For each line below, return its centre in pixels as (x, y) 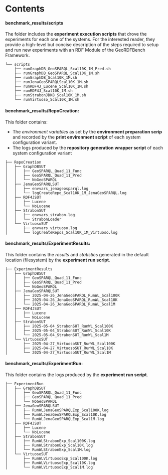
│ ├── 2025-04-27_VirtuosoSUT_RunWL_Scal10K (59, 348)
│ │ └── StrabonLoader (33, 219)
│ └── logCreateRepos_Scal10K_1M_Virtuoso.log (61, 232)
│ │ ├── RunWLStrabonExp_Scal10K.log (49, 445)
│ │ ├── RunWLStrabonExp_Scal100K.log (50, 441)
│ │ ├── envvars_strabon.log (40, 215)
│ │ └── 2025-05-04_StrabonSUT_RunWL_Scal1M (57, 335)
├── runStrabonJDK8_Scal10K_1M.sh (50, 95)
